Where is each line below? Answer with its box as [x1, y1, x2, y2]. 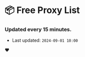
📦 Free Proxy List [5, 5, 80, 16]
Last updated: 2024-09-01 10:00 [12, 37, 78, 43]
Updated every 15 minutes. [5, 26, 72, 33]
